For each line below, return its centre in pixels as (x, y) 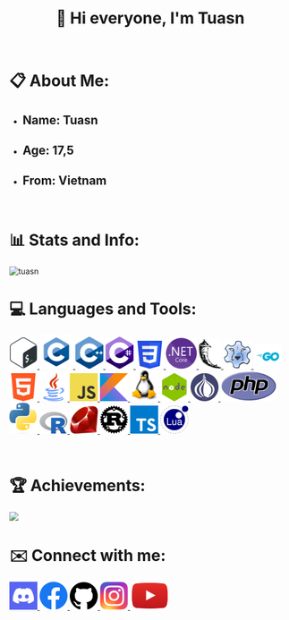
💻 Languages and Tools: (103, 309)
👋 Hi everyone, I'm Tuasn (150, 18)
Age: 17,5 (48, 150)
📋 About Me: (59, 81)
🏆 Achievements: (77, 485)
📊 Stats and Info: (75, 240)
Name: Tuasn (60, 120)
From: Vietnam (64, 181)
